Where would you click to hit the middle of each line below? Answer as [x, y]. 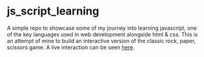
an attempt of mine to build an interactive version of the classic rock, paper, [101, 41]
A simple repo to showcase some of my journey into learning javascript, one [102, 28]
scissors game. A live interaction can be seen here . [71, 47]
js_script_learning [53, 11]
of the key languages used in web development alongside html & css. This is [102, 34]
